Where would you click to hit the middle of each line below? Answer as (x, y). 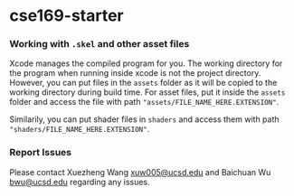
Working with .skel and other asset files (100, 44)
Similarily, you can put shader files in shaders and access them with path (144, 119)
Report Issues (41, 153)
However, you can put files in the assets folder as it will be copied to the (143, 83)
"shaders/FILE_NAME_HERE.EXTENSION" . (80, 129)
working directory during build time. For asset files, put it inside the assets (147, 92)
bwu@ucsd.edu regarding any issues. (80, 182)
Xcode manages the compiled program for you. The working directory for (146, 63)
